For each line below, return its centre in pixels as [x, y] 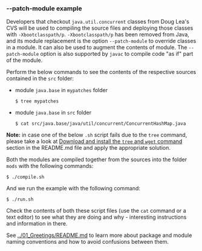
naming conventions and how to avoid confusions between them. [88, 242]
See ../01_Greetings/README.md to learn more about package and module [99, 235]
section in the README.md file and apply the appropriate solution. [89, 148]
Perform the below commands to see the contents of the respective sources [101, 72]
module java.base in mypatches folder [61, 90]
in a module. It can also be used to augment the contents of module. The [97, 47]
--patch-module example [44, 8]
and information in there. [37, 224]
